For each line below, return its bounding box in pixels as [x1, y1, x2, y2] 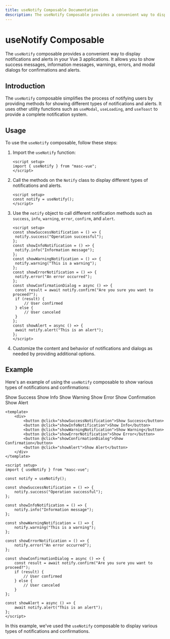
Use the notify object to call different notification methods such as [12, 210, 153, 216]
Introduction [5, 82, 46, 90]
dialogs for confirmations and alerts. [5, 67, 81, 73]
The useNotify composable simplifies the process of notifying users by [5, 95, 153, 102]
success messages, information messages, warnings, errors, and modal [5, 61, 155, 68]
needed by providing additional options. [12, 351, 96, 357]
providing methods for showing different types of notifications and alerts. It [5, 101, 162, 107]
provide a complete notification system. [5, 111, 88, 117]
